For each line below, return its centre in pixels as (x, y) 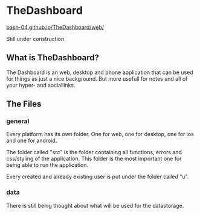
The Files (24, 104)
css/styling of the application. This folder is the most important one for (94, 159)
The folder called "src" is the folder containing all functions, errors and (94, 152)
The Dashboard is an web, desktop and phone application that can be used (100, 72)
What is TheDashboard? (53, 58)
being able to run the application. (47, 165)
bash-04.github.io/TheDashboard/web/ (55, 27)
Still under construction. (36, 39)
